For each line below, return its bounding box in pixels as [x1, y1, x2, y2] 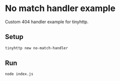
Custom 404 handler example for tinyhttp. [5, 19, 89, 25]
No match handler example [5, 3, 116, 14]
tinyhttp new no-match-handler [5, 45, 68, 51]
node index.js [5, 72, 34, 77]
